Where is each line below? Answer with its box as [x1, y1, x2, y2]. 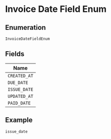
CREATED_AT [7, 73, 33, 78]
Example [5, 116, 33, 125]
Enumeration [5, 23, 46, 32]
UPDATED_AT [7, 93, 33, 99]
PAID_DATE [7, 100, 31, 106]
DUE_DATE [7, 79, 28, 85]
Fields [5, 50, 25, 58]
